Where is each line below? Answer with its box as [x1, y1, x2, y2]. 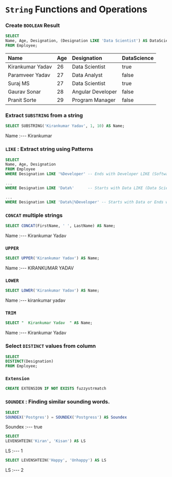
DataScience [122, 55, 154, 62]
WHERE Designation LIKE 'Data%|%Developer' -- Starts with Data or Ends [5, 199, 164, 204]
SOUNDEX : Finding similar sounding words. [5, 398, 110, 405]
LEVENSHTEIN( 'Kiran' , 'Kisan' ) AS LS [5, 439, 86, 444]
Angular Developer [72, 88, 117, 95]
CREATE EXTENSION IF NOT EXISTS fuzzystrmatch [5, 386, 106, 391]
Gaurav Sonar [8, 88, 41, 95]
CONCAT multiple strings [5, 212, 63, 219]
